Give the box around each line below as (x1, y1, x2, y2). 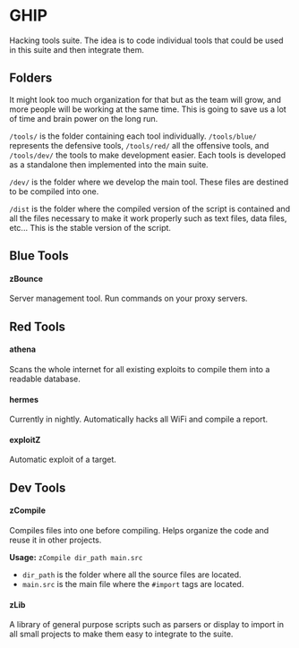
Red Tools (9, 319, 65, 334)
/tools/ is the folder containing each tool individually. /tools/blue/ (9, 131, 257, 141)
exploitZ (9, 434, 41, 445)
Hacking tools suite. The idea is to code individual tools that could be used (9, 35, 284, 46)
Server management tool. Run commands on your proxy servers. (9, 293, 248, 304)
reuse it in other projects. (9, 534, 102, 545)
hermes (9, 394, 38, 405)
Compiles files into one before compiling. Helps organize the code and (9, 524, 269, 535)
